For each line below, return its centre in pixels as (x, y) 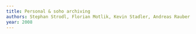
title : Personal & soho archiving (48, 11)
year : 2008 (19, 22)
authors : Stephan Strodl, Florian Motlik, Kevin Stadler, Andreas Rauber (98, 17)
